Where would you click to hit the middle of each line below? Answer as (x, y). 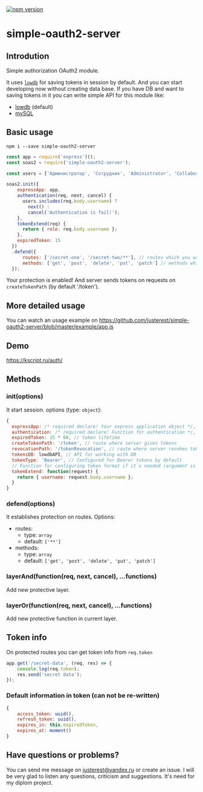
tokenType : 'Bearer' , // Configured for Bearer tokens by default (97, 460)
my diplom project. (30, 782)
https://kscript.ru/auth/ (34, 361)
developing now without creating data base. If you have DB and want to (95, 89)
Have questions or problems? (63, 755)
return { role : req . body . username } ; (70, 229)
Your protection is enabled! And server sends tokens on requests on (91, 280)
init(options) (25, 396)
